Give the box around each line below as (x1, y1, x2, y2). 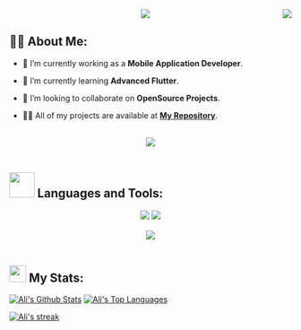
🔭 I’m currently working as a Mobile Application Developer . (21, 57, 244, 68)
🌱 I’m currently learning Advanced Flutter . (21, 75, 179, 86)
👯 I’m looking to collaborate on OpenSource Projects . (21, 92, 221, 103)
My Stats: (28, 271, 84, 286)
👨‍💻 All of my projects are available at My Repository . (21, 109, 218, 120)
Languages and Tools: (37, 186, 164, 201)
